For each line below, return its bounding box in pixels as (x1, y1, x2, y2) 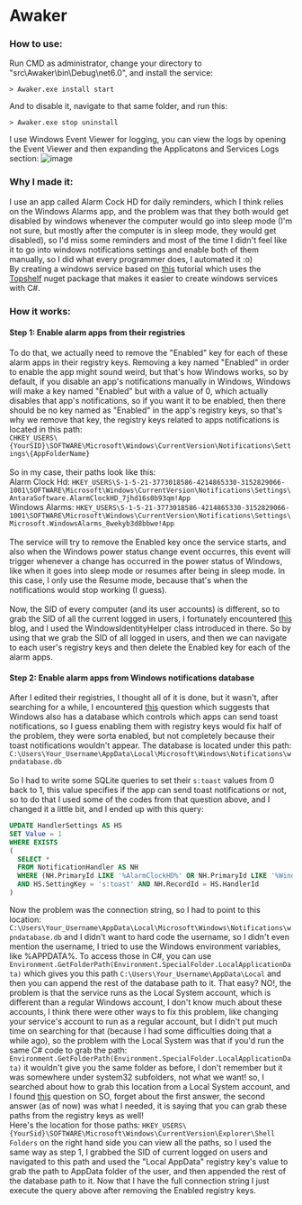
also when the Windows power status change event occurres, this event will (9, 546, 291, 557)
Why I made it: (9, 176, 74, 188)
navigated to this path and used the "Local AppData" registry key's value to (9, 1155, 289, 1167)
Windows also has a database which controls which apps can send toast (9, 711, 279, 722)
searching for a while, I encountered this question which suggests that (9, 702, 270, 713)
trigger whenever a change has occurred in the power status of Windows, (9, 555, 283, 566)
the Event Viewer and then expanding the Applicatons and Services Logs (9, 143, 280, 154)
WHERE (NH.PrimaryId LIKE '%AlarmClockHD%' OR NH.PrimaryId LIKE (17, 872, 268, 881)
